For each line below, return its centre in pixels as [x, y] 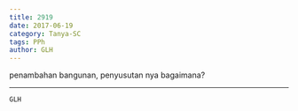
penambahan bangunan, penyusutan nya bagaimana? [107, 75]
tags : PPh [27, 42]
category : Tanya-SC [45, 33]
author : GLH [31, 50]
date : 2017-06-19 [41, 26]
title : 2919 [31, 17]
